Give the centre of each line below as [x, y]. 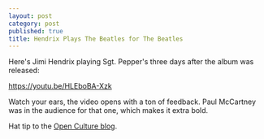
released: [24, 71]
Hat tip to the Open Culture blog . [63, 126]
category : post [34, 24]
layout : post [30, 16]
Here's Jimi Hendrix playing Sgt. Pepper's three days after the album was [131, 62]
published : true [36, 31]
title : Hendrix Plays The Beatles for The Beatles [96, 39]
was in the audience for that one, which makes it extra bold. [108, 111]
